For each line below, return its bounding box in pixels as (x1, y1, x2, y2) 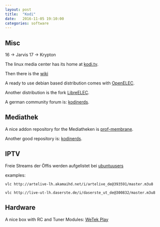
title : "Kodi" (5, 12, 36, 17)
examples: (5, 172, 26, 178)
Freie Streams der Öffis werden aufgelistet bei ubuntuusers (5, 163, 124, 168)
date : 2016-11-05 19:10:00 (5, 16, 64, 21)
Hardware (5, 204, 36, 212)
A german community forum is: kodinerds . (5, 99, 89, 105)
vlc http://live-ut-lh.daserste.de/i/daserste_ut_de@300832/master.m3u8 (5, 190, 156, 195)
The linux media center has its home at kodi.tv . (5, 62, 99, 67)
